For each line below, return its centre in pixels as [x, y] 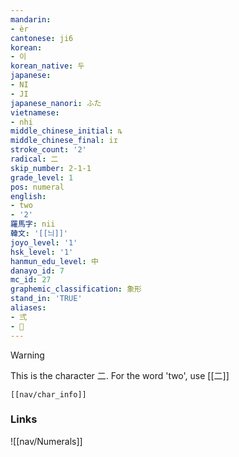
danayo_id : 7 [37, 271]
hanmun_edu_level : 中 [54, 261]
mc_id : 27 [31, 280]
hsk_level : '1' [42, 252]
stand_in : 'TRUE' [46, 299]
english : [28, 196]
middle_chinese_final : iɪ [64, 141]
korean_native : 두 [47, 66]
